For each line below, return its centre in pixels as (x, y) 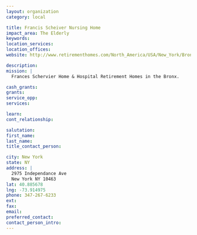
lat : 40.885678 (25, 184)
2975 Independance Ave (39, 173)
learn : (14, 114)
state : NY (18, 163)
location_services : (30, 44)
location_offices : (28, 50)
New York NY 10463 (34, 179)
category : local (26, 17)
